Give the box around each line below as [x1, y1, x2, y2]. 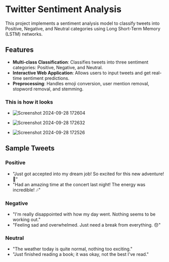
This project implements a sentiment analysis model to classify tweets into [5, 20, 160, 26]
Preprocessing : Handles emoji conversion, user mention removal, [12, 80, 150, 86]
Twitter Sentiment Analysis [5, 4, 122, 15]
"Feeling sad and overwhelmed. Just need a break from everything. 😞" [12, 222, 161, 228]
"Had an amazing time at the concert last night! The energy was [12, 181, 145, 187]
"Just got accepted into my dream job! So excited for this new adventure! [12, 171, 164, 177]
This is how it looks [5, 98, 53, 106]
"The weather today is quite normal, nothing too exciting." [12, 246, 133, 252]
